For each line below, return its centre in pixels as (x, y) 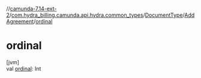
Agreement (20, 21)
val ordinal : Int (24, 68)
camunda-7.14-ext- (33, 9)
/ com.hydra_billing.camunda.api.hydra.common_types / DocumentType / (97, 15)
